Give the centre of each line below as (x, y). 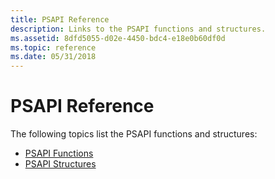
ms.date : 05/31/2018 (53, 57)
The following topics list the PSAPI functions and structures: (134, 134)
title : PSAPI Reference (60, 19)
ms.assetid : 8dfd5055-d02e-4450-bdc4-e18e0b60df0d (118, 38)
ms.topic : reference (53, 47)
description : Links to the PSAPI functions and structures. (138, 29)
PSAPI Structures (60, 164)
